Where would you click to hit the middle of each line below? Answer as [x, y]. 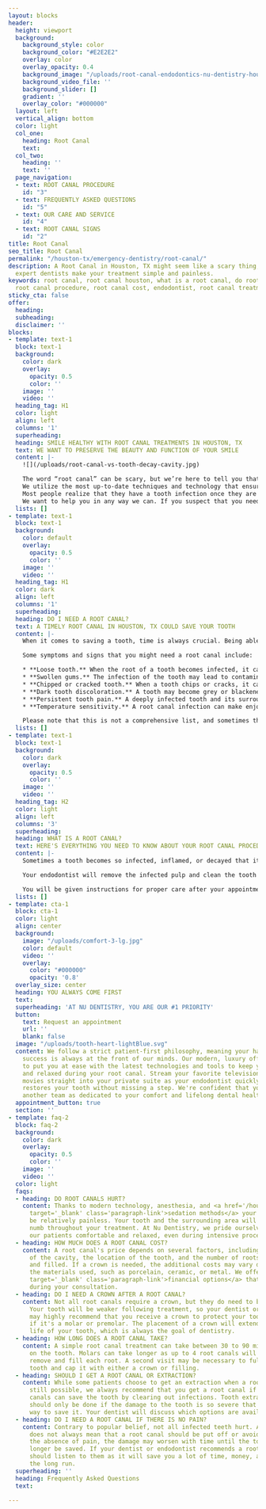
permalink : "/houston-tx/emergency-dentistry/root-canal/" [108, 258]
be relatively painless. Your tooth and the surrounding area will [143, 1221]
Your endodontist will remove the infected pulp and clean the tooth [140, 875]
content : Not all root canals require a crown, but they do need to [138, 1301]
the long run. [53, 1464]
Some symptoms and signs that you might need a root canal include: [138, 655]
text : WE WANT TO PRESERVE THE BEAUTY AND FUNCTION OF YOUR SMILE [127, 450]
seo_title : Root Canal [46, 251]
